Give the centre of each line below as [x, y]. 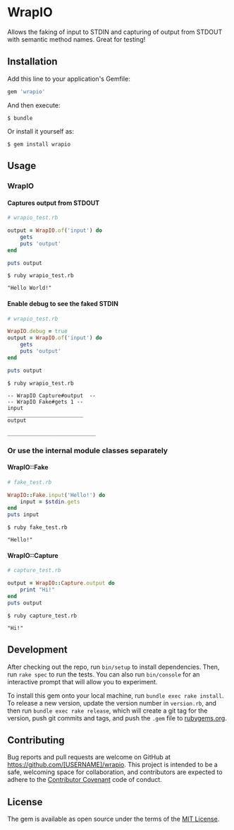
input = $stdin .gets [50, 502]
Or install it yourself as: [41, 131]
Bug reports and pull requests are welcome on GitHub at [89, 757]
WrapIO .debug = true [38, 332]
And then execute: [34, 105]
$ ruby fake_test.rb [38, 527]
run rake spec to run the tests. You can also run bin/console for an [104, 674]
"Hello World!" [30, 288]
